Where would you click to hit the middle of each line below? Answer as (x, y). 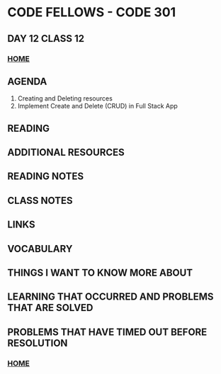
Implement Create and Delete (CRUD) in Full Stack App (98, 106)
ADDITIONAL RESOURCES (66, 153)
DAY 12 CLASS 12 (46, 39)
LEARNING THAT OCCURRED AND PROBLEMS (110, 297)
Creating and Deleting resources (65, 98)
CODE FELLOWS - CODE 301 (92, 12)
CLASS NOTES (40, 200)
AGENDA (27, 81)
